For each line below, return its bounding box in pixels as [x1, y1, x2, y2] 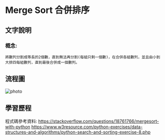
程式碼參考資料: [5, 118, 37, 124]
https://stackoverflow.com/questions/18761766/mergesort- [38, 118, 160, 124]
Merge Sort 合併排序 [5, 4, 90, 16]
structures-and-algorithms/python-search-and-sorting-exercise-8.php [5, 129, 151, 135]
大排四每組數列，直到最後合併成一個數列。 [5, 60, 80, 65]
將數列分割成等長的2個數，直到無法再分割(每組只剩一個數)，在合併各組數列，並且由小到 [5, 54, 161, 60]
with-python [5, 124, 31, 130]
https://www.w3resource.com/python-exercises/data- [31, 124, 143, 130]
